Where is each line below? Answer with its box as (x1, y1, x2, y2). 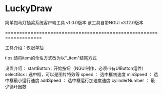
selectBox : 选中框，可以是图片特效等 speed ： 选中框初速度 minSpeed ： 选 (5, 71, 159, 77)
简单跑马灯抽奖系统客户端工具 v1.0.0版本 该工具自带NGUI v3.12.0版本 (5, 19, 143, 25)
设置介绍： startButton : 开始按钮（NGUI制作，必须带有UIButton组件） (5, 65, 146, 71)
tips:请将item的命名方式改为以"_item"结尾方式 (5, 55, 97, 61)
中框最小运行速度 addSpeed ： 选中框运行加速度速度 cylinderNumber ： (5, 77, 150, 83)
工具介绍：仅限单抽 (5, 44, 44, 50)
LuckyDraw (5, 3, 53, 14)
